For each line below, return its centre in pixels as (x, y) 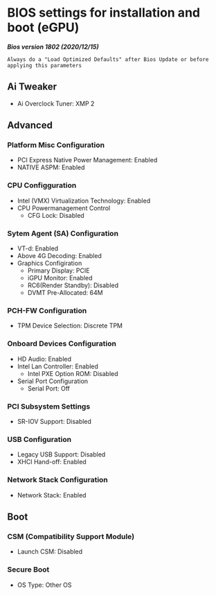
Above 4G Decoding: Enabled (59, 256)
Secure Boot (28, 570)
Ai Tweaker (32, 87)
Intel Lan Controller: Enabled (58, 366)
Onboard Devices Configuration (62, 343)
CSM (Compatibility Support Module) (71, 536)
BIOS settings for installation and (104, 13)
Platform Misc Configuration (56, 145)
